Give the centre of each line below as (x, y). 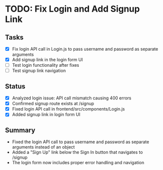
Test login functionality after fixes (45, 65)
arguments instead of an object (43, 147)
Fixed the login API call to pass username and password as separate (81, 142)
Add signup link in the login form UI (47, 60)
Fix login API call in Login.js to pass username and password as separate (85, 49)
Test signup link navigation (39, 71)
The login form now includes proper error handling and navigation (78, 163)
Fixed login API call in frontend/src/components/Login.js (68, 109)
